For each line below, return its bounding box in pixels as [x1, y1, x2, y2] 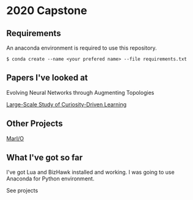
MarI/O [6, 135, 24, 142]
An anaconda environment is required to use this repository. [6, 44, 157, 51]
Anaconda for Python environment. [6, 175, 95, 182]
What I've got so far [6, 152, 83, 163]
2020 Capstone [6, 4, 87, 18]
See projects [6, 187, 38, 194]
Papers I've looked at [6, 73, 89, 83]
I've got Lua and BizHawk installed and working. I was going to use [6, 169, 175, 176]
